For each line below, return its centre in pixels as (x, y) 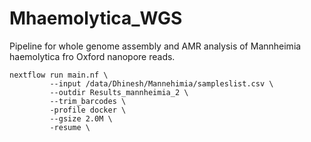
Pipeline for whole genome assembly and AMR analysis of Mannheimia (155, 46)
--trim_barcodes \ (88, 101)
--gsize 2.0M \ (81, 118)
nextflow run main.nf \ (59, 75)
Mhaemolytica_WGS (96, 18)
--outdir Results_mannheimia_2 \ (119, 92)
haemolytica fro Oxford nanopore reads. (92, 56)
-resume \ (70, 127)
